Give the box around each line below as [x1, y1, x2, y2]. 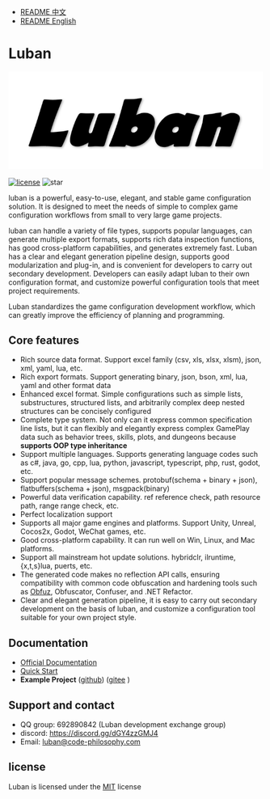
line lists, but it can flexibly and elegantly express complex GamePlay [19, 424, 251, 433]
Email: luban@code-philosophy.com [19, 737, 141, 746]
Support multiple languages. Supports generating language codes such [19, 450, 259, 459]
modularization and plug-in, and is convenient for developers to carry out [8, 260, 252, 269]
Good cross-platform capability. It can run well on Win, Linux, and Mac [19, 535, 255, 545]
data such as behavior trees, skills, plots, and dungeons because [19, 432, 237, 442]
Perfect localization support [19, 509, 113, 519]
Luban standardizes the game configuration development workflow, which [8, 302, 256, 311]
